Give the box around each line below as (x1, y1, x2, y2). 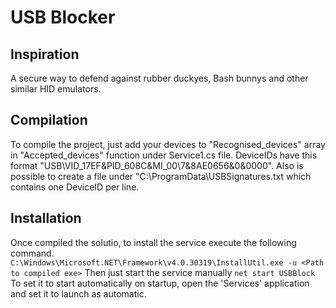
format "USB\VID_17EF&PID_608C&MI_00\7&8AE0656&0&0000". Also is (10, 159, 304, 171)
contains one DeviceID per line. (10, 181, 140, 193)
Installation (10, 210, 82, 227)
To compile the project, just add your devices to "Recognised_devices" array (10, 138, 326, 150)
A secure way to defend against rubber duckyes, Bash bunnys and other (10, 72, 309, 84)
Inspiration (10, 46, 80, 63)
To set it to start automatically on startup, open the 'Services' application (10, 277, 310, 289)
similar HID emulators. (10, 83, 102, 95)
